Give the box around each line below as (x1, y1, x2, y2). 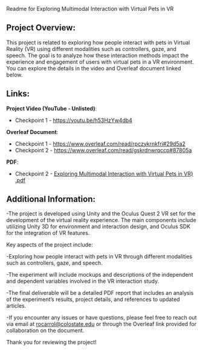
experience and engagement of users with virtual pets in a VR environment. (6, 58, 195, 66)
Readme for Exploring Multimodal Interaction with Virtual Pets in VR (6, 5, 174, 12)
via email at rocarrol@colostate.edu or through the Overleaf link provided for (6, 320, 197, 328)
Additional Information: (6, 194, 95, 205)
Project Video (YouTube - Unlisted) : (6, 104, 97, 112)
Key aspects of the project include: (6, 241, 93, 248)
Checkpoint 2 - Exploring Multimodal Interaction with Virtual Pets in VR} (14, 170, 193, 177)
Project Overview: (6, 22, 76, 33)
